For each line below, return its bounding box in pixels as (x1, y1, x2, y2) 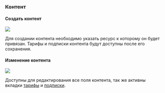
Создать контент (5, 16, 42, 22)
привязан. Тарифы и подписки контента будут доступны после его (5, 41, 145, 47)
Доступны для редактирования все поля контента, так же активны (5, 77, 146, 83)
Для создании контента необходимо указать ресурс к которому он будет (5, 36, 160, 42)
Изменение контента (5, 57, 51, 63)
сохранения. (5, 46, 31, 52)
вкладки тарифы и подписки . (5, 82, 66, 89)
